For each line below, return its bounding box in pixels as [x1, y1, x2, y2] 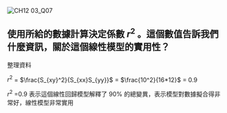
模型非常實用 [36, 99, 74, 107]
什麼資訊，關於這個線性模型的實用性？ [7, 41, 170, 53]
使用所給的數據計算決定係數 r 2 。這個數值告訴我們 [7, 26, 219, 40]
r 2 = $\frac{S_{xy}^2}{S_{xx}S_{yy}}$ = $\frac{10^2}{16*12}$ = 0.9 [7, 74, 198, 84]
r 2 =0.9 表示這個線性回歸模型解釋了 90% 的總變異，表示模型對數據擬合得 [7, 89, 215, 99]
